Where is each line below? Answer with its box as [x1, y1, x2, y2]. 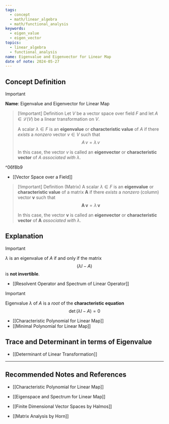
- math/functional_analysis [10, 21, 69, 27]
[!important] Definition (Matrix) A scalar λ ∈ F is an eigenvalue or [17, 184, 154, 190]
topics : [5, 40, 22, 45]
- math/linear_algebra [10, 17, 57, 22]
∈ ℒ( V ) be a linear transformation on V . [17, 116, 100, 122]
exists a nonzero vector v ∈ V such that [17, 131, 101, 137]
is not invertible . [5, 270, 40, 277]
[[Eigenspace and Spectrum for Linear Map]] [12, 393, 106, 399]
